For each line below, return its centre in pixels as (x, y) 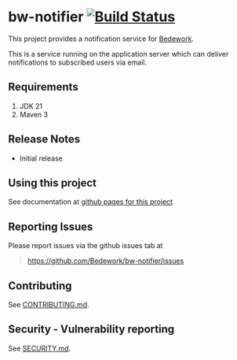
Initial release (41, 158)
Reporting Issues (51, 226)
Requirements (43, 87)
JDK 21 (31, 106)
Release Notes (44, 139)
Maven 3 (34, 114)
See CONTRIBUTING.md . (49, 304)
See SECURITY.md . (40, 348)
